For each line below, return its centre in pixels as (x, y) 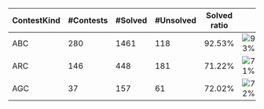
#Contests (88, 20)
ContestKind (36, 20)
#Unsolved (175, 20)
